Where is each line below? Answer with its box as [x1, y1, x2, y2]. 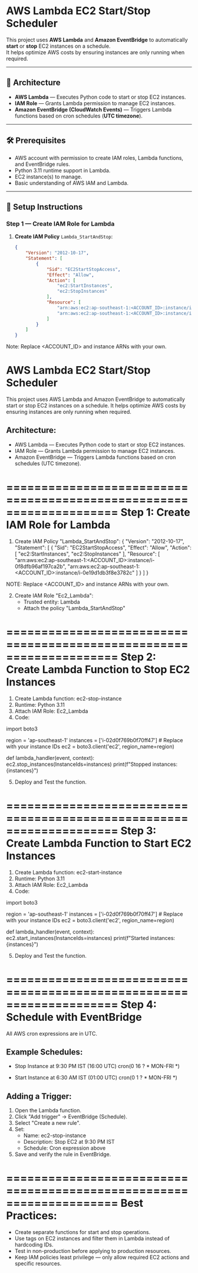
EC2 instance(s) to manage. [14, 173, 82, 180]
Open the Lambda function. [14, 1107, 81, 1114]
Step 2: [120, 651, 156, 664]
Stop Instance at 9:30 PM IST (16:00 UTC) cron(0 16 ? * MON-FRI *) [14, 1063, 180, 1070]
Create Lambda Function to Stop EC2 [6, 663, 190, 676]
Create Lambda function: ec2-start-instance [14, 869, 123, 876]
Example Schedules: [6, 1047, 83, 1057]
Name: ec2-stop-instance [23, 1132, 87, 1139]
